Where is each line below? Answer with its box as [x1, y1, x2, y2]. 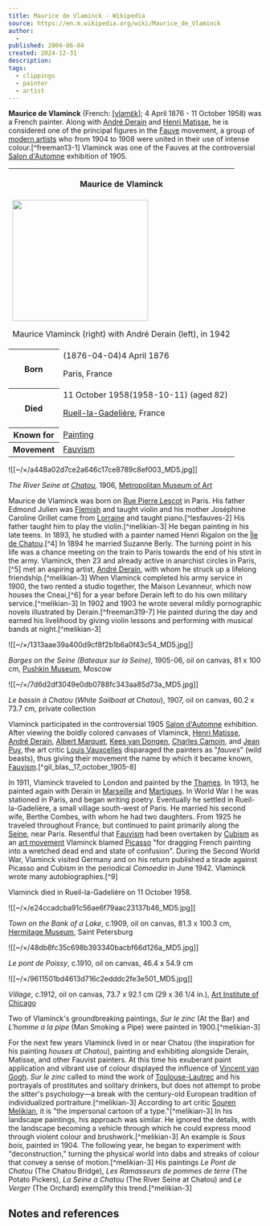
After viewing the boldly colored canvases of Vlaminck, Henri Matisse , [8, 728, 241, 737]
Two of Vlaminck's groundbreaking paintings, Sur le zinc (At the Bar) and [8, 1013, 250, 1023]
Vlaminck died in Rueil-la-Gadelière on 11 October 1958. [8, 887, 192, 898]
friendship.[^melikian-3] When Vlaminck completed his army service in [8, 573, 243, 583]
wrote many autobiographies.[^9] [8, 872, 118, 881]
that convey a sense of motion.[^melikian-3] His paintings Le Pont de [8, 1158, 237, 1167]
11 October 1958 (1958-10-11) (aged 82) [63, 389, 228, 400]
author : [8, 27, 35, 35]
